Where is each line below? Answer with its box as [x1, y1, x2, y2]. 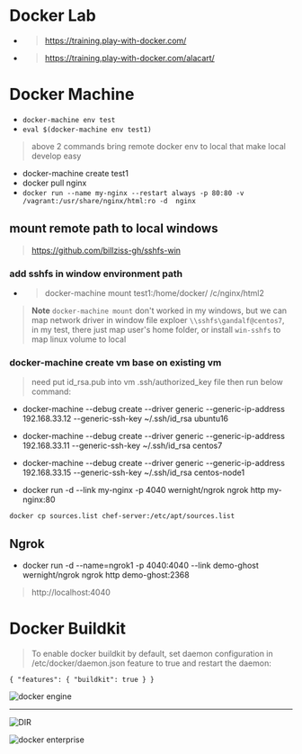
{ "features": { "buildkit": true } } [9, 676, 155, 685]
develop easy [31, 150, 82, 161]
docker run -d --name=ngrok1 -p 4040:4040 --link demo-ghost [22, 560, 259, 571]
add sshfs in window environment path [9, 267, 182, 280]
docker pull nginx [22, 177, 87, 188]
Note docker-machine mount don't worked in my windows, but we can [31, 305, 288, 316]
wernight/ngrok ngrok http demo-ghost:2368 [22, 570, 191, 580]
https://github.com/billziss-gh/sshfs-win [31, 245, 182, 256]
